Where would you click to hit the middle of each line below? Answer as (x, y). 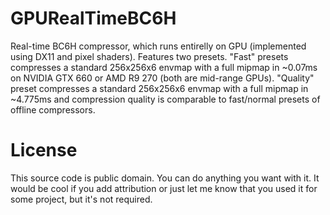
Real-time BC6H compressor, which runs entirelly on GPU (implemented (158, 46)
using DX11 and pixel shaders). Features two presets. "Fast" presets (149, 56)
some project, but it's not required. (81, 199)
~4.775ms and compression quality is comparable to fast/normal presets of (165, 99)
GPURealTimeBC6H (93, 18)
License (44, 150)
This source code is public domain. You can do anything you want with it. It (165, 178)
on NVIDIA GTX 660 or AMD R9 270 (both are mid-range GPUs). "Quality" (162, 78)
